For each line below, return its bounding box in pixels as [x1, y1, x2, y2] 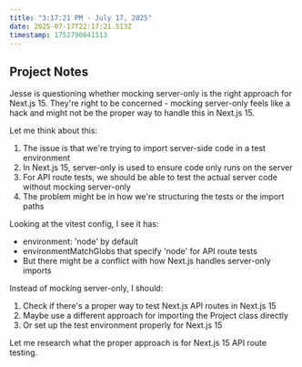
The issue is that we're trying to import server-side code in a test [22, 143, 267, 154]
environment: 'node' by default [22, 236, 138, 247]
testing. [9, 347, 38, 358]
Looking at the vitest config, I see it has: [9, 219, 159, 229]
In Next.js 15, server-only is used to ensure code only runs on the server [22, 162, 293, 173]
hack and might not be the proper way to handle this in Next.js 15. [9, 107, 255, 118]
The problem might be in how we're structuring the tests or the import [22, 191, 285, 202]
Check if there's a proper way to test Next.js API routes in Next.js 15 [22, 301, 277, 311]
